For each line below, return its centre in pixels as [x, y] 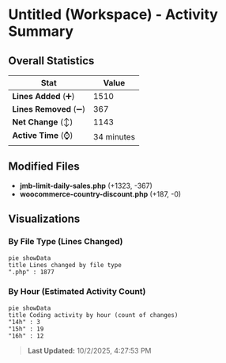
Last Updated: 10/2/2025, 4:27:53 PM [89, 350]
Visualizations [44, 219]
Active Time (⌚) [43, 135]
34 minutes [114, 136]
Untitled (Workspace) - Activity [113, 15]
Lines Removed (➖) [49, 109]
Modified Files [44, 167]
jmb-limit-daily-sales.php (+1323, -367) [86, 185]
